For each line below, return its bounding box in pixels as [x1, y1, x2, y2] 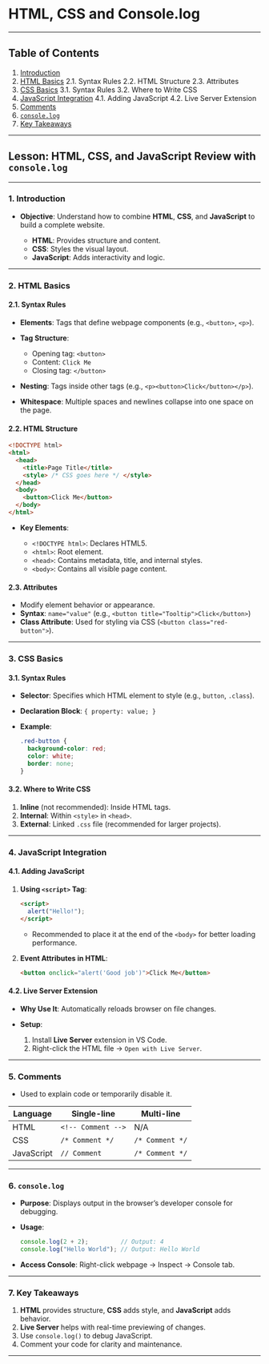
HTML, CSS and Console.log [8, 5, 200, 23]
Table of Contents [8, 46, 100, 60]
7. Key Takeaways [8, 1287, 79, 1298]
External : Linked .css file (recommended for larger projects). [19, 819, 222, 829]
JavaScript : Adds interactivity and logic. [31, 252, 166, 262]
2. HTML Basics [8, 280, 70, 291]
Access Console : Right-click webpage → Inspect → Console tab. [19, 1260, 235, 1269]
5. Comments [8, 1071, 62, 1082]
